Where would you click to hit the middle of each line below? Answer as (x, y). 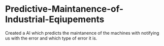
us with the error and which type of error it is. (51, 38)
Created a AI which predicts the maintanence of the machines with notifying (82, 33)
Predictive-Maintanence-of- (64, 9)
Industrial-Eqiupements (55, 19)
